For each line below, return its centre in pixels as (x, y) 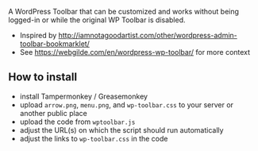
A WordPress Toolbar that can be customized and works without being (124, 12)
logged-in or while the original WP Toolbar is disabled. (97, 20)
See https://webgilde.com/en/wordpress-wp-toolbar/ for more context (135, 52)
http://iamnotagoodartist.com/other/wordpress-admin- (148, 35)
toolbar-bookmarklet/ (54, 44)
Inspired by (38, 35)
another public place (53, 113)
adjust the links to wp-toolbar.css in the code (94, 138)
